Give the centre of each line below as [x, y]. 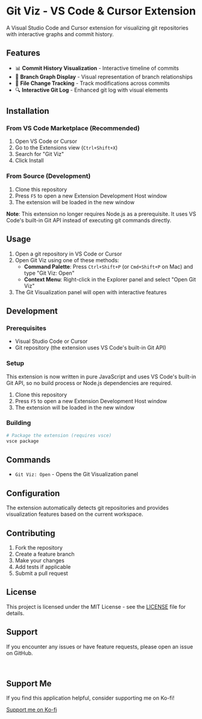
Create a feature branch [45, 554]
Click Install [29, 160]
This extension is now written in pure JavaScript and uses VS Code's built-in [101, 376]
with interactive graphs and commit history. [60, 34]
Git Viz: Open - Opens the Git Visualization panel [77, 474]
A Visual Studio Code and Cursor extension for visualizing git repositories [97, 28]
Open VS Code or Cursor [46, 141]
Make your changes [39, 560]
